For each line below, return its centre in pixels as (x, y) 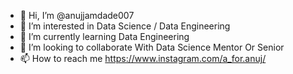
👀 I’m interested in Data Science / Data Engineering (125, 26)
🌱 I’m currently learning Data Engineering (104, 36)
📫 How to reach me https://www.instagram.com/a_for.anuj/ (143, 58)
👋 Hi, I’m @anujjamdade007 (77, 15)
